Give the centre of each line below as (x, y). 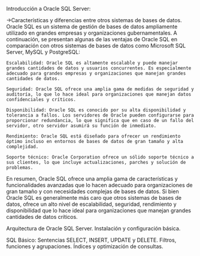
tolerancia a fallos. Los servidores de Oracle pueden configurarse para (100, 115)
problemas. (20, 167)
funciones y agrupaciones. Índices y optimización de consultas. (85, 246)
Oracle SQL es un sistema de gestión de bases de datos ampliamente (92, 27)
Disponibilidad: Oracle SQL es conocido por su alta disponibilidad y (96, 110)
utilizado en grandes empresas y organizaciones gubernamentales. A (92, 33)
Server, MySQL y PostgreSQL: (43, 52)
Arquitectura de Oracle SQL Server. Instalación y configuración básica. (93, 228)
